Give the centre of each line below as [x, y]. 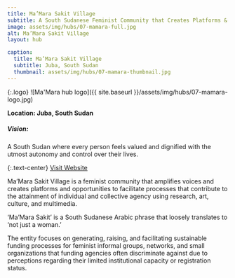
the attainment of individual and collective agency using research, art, [108, 196]
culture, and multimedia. [42, 203]
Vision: [18, 129]
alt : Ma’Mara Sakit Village [48, 33]
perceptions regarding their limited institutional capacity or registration [109, 260]
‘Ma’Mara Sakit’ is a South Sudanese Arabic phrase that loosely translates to [117, 217]
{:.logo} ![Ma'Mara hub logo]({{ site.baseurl [70, 92]
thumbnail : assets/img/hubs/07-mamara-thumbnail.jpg [92, 72]
